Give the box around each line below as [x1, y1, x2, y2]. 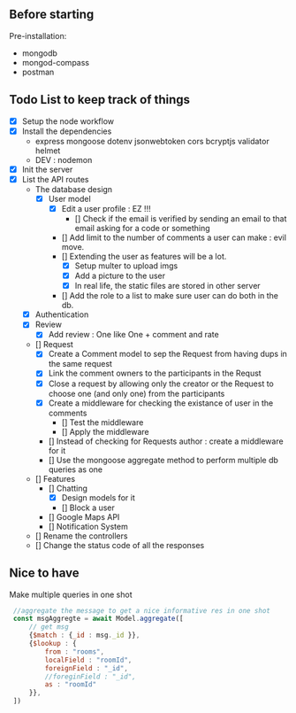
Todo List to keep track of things [9, 92, 191, 107]
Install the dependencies [21, 126, 112, 136]
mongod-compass [21, 57, 90, 67]
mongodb [21, 48, 57, 58]
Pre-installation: [9, 30, 67, 41]
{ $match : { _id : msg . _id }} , [28, 631, 140, 640]
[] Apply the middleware [61, 426, 149, 437]
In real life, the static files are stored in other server [74, 281, 261, 291]
